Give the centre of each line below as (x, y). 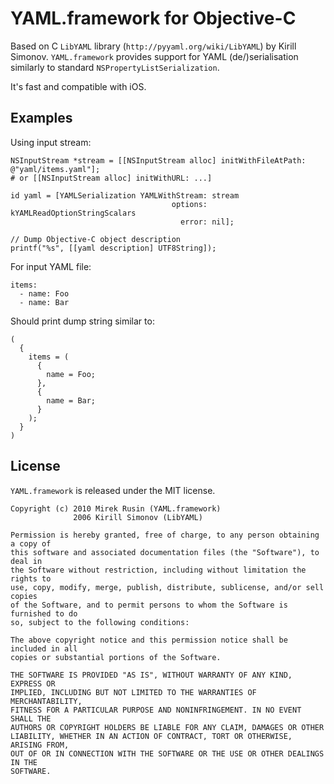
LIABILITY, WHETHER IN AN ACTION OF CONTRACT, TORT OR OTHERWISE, (151, 736)
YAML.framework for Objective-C (153, 18)
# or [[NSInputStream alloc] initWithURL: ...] (111, 178)
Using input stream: (51, 142)
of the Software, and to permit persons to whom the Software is (149, 605)
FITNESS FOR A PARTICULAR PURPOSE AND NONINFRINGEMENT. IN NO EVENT (156, 710)
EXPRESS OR (33, 683)
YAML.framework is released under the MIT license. (113, 490)
